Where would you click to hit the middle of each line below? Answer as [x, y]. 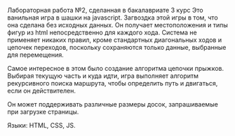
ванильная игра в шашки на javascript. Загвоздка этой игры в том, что [113, 18]
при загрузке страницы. [43, 112]
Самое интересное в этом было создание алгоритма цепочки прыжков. [116, 68]
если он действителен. [41, 91]
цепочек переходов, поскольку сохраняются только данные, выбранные [117, 47]
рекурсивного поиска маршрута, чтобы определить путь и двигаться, [113, 83]
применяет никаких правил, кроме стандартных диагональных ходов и [115, 40]
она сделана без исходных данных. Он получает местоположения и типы [117, 25]
